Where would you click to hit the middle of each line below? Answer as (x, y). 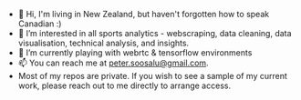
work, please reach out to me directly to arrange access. (124, 85)
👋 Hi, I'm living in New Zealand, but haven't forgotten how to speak (144, 14)
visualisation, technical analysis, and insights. (104, 43)
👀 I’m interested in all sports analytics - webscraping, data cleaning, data (155, 33)
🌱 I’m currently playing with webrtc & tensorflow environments (135, 53)
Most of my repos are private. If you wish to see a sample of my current (152, 76)
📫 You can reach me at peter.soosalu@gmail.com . (113, 63)
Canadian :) (40, 24)
